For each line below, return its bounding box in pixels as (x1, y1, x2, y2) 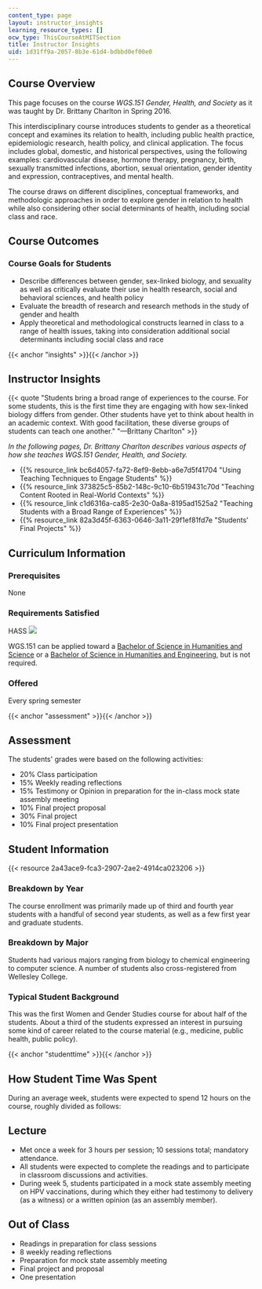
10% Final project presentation (19, 820, 118, 829)
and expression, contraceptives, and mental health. (8, 171, 174, 181)
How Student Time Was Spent (8, 1072, 158, 1086)
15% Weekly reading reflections (19, 778, 122, 788)
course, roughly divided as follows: (8, 1101, 122, 1111)
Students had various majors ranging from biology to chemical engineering (8, 955, 250, 965)
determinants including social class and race (19, 335, 164, 344)
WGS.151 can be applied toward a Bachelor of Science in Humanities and (8, 642, 243, 651)
